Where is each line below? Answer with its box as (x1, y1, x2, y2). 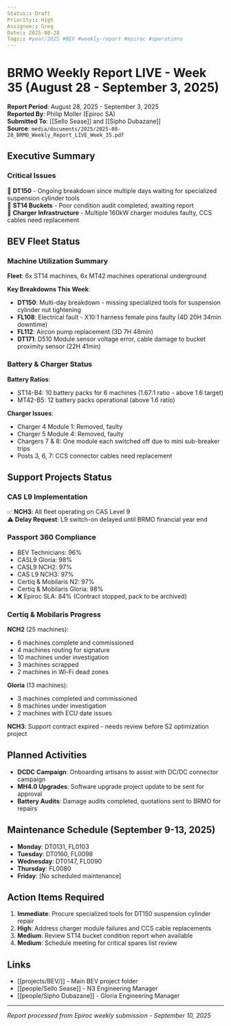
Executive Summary (7, 150, 96, 162)
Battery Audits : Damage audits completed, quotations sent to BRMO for (16, 796, 221, 805)
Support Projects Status (7, 471, 112, 483)
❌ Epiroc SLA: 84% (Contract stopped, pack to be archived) (16, 592, 187, 600)
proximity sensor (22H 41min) (16, 342, 101, 350)
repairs (16, 804, 38, 812)
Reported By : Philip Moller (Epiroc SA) (7, 110, 115, 118)
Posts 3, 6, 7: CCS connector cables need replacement (16, 451, 173, 460)
